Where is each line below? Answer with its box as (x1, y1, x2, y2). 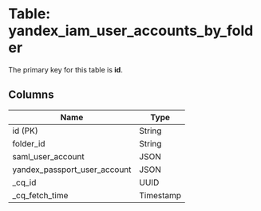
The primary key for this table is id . (8, 64, 124, 74)
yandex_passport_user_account (12, 164, 132, 175)
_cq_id (12, 177, 37, 188)
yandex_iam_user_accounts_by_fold (8, 21, 254, 40)
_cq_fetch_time (12, 190, 69, 201)
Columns (8, 88, 54, 102)
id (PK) (12, 125, 38, 136)
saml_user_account (12, 150, 85, 162)
